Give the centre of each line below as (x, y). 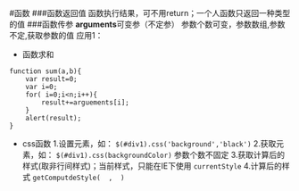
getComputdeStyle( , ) (79, 178)
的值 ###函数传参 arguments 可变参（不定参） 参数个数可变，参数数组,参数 (147, 24)
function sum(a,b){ (46, 71)
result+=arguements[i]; (85, 103)
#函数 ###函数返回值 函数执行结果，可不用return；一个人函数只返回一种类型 (150, 13)
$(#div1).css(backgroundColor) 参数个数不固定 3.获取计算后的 (170, 155)
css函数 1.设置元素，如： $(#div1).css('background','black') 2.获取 (149, 144)
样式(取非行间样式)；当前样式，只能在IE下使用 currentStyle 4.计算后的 (152, 166)
